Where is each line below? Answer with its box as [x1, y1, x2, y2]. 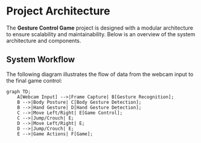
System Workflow [6, 54, 75, 65]
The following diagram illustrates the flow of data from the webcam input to [6, 71, 194, 78]
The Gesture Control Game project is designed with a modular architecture [6, 24, 193, 31]
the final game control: [6, 77, 62, 84]
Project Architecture [6, 4, 110, 18]
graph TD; [6, 89, 31, 95]
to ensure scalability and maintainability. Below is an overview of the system [6, 30, 196, 37]
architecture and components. [6, 37, 81, 44]
